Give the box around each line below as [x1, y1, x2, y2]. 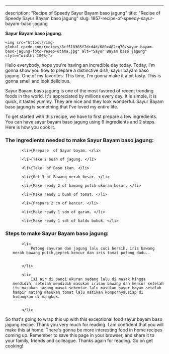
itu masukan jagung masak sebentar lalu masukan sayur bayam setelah [12, 285, 162, 290]
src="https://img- [16, 40, 55, 45]
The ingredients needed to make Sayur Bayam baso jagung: [5, 137, 154, 144]
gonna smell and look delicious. [5, 78, 71, 84]
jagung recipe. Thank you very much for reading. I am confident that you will [5, 321, 164, 327]
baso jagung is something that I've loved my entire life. [5, 104, 118, 109]
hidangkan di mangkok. [12, 294, 60, 299]
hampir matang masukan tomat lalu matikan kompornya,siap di [12, 290, 144, 295]
